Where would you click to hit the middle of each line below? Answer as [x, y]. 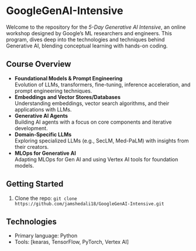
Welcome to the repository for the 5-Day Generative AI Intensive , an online [96, 27]
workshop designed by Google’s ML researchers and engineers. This [89, 33]
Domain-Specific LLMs [43, 134]
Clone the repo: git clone [46, 198]
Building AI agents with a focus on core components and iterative [93, 122]
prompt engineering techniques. [53, 91]
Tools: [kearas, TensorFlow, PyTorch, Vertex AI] [72, 242]
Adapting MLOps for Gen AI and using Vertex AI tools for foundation [96, 159]
